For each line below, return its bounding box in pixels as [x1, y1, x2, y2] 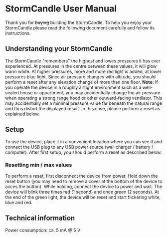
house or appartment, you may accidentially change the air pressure [19, 89, 161, 95]
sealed [5, 89, 19, 95]
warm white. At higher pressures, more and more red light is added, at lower [5, 68, 162, 74]
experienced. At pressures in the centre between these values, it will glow [5, 63, 157, 69]
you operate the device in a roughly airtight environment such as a [5, 84, 142, 90]
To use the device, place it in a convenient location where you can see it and [5, 138, 162, 145]
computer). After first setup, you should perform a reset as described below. [5, 149, 162, 155]
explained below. [5, 111, 40, 117]
